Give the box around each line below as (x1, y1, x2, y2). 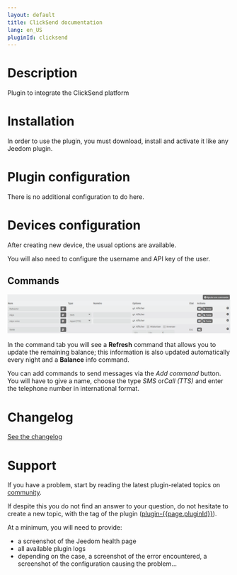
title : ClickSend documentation (7, 18, 103, 26)
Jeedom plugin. (7, 144, 53, 153)
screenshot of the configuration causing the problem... (17, 559, 177, 568)
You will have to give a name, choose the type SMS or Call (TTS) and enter (7, 377, 224, 385)
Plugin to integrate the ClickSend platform (7, 89, 129, 97)
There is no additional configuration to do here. (7, 193, 145, 201)
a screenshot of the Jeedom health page (17, 537, 137, 545)
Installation (7, 113, 75, 130)
